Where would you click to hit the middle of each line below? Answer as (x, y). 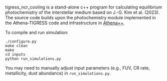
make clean (16, 46)
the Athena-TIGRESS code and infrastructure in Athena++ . (65, 23)
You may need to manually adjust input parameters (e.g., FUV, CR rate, (78, 68)
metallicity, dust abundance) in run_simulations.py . (58, 73)
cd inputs (15, 54)
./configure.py (21, 41)
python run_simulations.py (33, 59)
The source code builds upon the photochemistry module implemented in (81, 18)
